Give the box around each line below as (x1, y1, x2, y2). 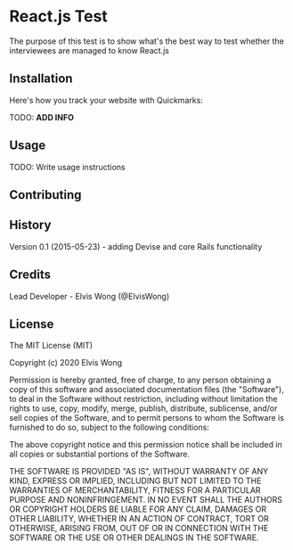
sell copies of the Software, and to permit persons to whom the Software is (9, 413, 285, 423)
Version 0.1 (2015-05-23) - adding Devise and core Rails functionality (9, 241, 263, 251)
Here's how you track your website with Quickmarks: (9, 94, 203, 105)
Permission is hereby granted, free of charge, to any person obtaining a (9, 374, 272, 385)
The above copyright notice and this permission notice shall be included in (9, 439, 282, 450)
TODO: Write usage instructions (9, 161, 126, 172)
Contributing (9, 187, 82, 202)
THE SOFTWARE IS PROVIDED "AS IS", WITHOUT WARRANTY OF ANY (9, 466, 269, 477)
